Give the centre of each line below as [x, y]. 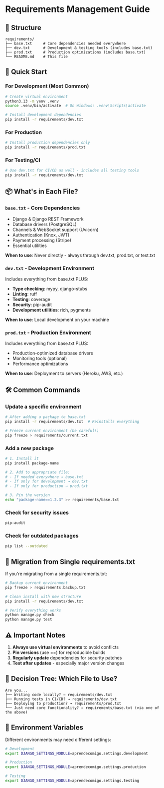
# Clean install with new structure [43, 596]
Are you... [16, 690]
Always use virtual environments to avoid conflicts [65, 647]
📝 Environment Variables [44, 728]
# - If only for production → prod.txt [47, 486]
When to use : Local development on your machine [57, 320]
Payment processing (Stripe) [42, 240]
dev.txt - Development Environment [50, 268]
